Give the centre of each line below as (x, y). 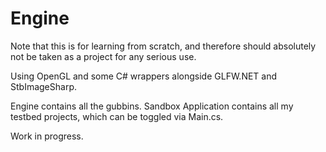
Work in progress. (47, 136)
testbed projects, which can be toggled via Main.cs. (117, 116)
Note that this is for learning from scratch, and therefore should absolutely (163, 46)
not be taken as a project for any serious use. (103, 56)
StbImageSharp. (43, 86)
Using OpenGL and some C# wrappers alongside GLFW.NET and (144, 76)
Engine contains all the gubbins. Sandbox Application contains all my (152, 106)
